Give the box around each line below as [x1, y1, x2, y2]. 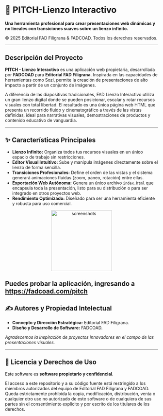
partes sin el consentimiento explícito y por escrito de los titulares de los [5, 401, 150, 407]
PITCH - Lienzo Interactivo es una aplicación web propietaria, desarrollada [5, 67, 155, 72]
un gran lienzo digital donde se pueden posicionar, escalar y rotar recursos [5, 97, 155, 103]
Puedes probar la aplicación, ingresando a [5, 279, 135, 288]
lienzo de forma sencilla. [12, 164, 62, 170]
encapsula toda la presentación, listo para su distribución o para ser [12, 185, 148, 191]
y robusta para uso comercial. [12, 200, 72, 206]
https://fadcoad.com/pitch [5, 287, 88, 295]
